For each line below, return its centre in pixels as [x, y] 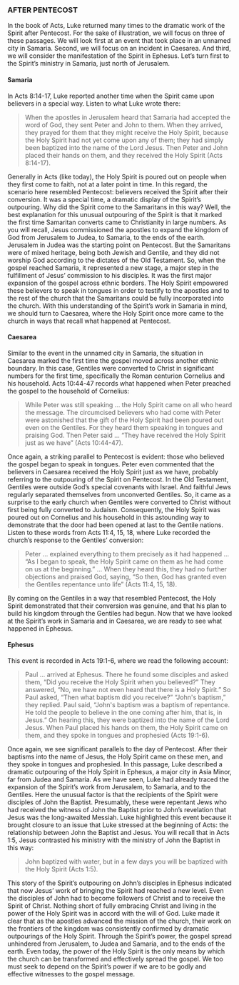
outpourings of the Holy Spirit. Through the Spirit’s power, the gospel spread [119, 936]
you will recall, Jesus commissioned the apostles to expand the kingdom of [118, 229]
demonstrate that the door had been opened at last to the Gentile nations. [115, 525]
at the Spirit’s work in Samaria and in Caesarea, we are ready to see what [115, 621]
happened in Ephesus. [40, 628]
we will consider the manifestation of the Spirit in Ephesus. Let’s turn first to [118, 56]
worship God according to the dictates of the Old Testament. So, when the [117, 260]
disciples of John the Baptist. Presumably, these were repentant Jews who [117, 802]
